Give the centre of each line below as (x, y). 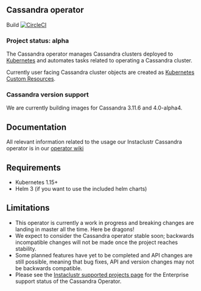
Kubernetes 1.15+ (37, 182)
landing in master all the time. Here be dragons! (75, 229)
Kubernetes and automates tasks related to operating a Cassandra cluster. (100, 61)
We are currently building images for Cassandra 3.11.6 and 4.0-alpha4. (94, 108)
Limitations (28, 208)
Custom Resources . (31, 79)
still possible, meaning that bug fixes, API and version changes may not (104, 262)
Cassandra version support (48, 95)
